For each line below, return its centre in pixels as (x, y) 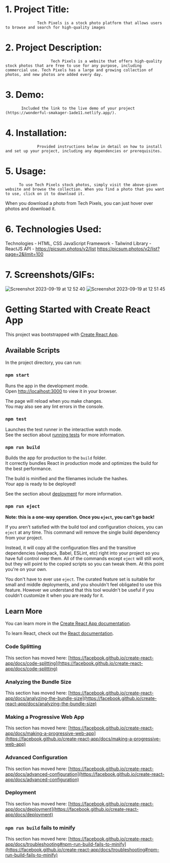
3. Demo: (25, 95)
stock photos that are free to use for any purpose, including (74, 66)
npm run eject (23, 506)
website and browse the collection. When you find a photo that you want (85, 189)
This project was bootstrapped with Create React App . (62, 334)
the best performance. (29, 469)
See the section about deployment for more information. (64, 494)
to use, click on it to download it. (45, 194)
